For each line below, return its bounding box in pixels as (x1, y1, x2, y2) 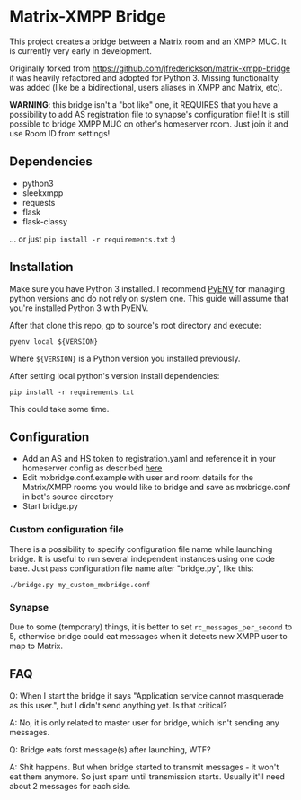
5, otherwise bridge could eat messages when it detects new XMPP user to (9, 630, 288, 641)
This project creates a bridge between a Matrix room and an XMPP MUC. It (9, 36, 287, 47)
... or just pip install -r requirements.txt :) (9, 233, 177, 244)
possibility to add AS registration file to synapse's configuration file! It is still (9, 109, 290, 119)
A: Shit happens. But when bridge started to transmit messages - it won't (9, 761, 279, 772)
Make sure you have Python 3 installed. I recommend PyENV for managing (9, 283, 286, 294)
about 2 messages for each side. (9, 780, 131, 791)
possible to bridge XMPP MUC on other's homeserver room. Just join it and (9, 119, 289, 129)
